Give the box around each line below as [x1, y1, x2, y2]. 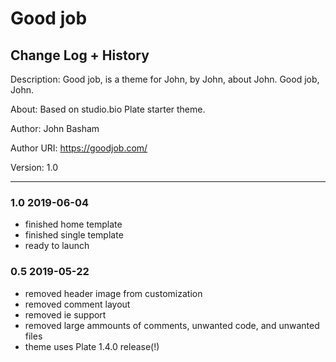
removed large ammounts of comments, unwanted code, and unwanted [24, 319, 320, 331]
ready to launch [24, 240, 90, 252]
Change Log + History [10, 47, 150, 64]
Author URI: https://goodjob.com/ [10, 142, 148, 154]
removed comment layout [24, 298, 131, 310]
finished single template [24, 229, 124, 241]
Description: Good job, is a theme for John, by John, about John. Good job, [10, 73, 320, 85]
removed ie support [24, 308, 107, 321]
